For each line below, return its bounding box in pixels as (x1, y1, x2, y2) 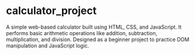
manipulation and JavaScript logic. (6, 42, 89, 49)
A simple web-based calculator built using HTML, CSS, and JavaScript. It (6, 23, 182, 30)
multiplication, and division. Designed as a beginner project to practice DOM (6, 36, 190, 43)
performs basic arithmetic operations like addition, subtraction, (6, 29, 158, 36)
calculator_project (6, 4, 97, 18)
